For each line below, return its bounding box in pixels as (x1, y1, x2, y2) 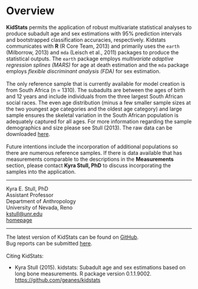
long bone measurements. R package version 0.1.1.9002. (14, 270, 152, 277)
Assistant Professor (6, 191, 54, 199)
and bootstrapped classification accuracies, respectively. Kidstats (6, 36, 166, 43)
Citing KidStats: (6, 252, 44, 259)
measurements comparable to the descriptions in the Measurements (6, 155, 174, 163)
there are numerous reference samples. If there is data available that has (6, 149, 183, 156)
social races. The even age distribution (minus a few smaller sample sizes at (6, 99, 191, 106)
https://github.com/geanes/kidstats (14, 276, 101, 283)
